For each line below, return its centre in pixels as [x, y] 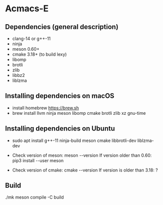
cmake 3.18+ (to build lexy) [39, 54]
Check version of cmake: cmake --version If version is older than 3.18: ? [85, 170]
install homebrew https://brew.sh [46, 108]
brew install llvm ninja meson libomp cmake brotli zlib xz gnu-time [79, 113]
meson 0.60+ [26, 49]
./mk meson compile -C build [34, 197]
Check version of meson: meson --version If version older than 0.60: [82, 155]
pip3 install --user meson [38, 160]
